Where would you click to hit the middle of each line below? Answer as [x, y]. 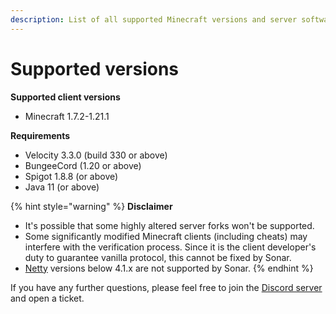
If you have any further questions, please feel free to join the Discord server [166, 287]
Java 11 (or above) [62, 187]
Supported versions [95, 68]
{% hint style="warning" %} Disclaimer [91, 206]
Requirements [40, 135]
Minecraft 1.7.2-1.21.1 [67, 116]
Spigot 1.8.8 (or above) [71, 176]
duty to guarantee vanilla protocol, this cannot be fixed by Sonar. [158, 257]
